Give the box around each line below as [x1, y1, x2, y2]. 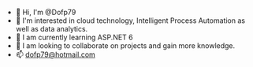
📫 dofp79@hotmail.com [15, 50, 96, 59]
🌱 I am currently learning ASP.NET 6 [15, 32, 134, 42]
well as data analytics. [15, 24, 88, 33]
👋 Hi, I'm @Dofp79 [15, 8, 76, 17]
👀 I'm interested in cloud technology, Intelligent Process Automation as [15, 16, 246, 25]
